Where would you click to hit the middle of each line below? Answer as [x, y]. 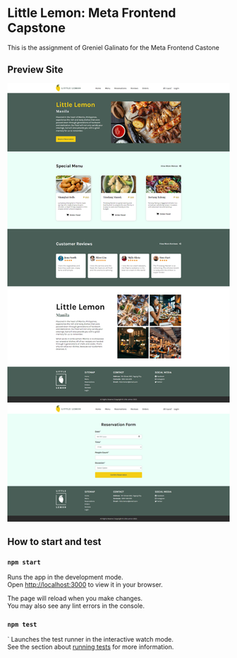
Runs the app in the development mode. [65, 578]
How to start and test [54, 542]
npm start [24, 562]
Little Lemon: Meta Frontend [92, 13]
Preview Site [35, 70]
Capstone [36, 28]
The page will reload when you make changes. [75, 599]
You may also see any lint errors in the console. [76, 606]
